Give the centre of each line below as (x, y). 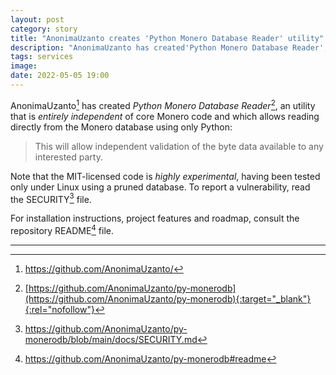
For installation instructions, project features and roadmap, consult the (155, 218)
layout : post (37, 19)
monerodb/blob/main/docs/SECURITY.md (111, 339)
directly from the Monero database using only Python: (121, 127)
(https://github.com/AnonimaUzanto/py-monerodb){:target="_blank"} (168, 298)
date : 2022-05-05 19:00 (60, 76)
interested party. (68, 157)
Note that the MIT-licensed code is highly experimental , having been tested (165, 176)
